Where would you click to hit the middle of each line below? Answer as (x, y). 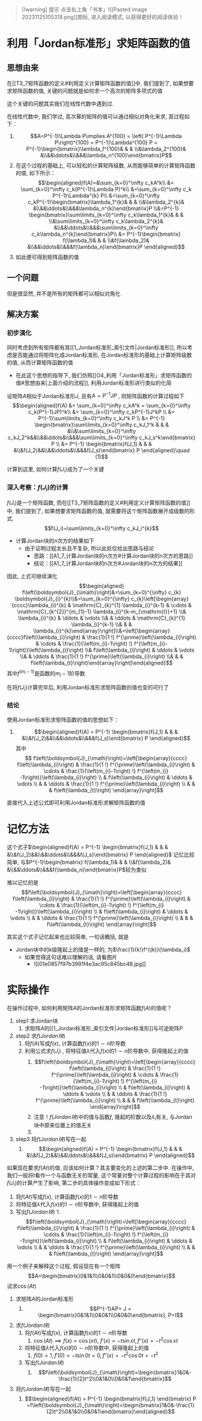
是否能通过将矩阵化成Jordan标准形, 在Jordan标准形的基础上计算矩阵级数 (102, 354)
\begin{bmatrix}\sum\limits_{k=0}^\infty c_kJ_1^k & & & (102, 425)
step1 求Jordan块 (37, 1021)
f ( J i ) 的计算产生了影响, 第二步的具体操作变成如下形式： (74, 1184)
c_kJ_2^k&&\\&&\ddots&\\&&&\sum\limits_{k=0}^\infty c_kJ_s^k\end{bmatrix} (102, 438)
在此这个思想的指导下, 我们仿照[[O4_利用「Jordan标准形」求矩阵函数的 (104, 375)
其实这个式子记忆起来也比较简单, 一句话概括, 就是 (68, 936)
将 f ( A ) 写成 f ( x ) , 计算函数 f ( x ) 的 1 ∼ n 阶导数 (75, 1043)
